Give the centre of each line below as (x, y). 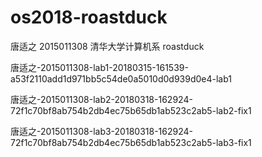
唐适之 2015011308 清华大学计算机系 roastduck (107, 46)
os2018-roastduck (89, 17)
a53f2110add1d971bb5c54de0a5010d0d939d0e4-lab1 (121, 78)
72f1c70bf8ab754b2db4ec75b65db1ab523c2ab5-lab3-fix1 (131, 142)
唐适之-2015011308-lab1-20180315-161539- (99, 67)
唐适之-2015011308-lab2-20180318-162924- (101, 99)
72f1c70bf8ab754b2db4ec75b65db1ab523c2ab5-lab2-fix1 (131, 110)
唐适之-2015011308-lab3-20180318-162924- (101, 131)
